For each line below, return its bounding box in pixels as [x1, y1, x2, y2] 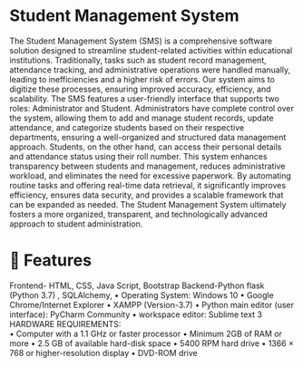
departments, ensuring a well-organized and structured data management [9, 131, 287, 142]
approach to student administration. [9, 218, 143, 229]
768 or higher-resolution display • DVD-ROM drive [9, 347, 198, 358]
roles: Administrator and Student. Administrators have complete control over [9, 102, 295, 113]
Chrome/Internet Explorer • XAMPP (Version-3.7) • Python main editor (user [9, 299, 295, 310]
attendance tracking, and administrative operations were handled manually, [9, 64, 291, 75]
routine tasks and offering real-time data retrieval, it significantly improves [9, 179, 287, 190]
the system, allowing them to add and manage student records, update [9, 112, 274, 123]
